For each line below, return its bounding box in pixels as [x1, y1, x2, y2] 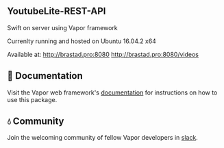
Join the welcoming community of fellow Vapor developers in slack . [7, 134, 199, 142]
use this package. [7, 95, 58, 103]
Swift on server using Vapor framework [7, 23, 118, 32]
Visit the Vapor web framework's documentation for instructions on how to [7, 88, 218, 97]
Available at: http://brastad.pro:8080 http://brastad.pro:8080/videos [7, 50, 199, 58]
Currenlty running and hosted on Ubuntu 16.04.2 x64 [7, 37, 156, 45]
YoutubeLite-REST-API [7, 5, 106, 17]
